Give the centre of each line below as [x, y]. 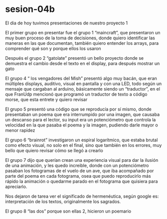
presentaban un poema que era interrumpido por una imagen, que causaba [83, 114]
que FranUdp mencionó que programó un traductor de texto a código [76, 94]
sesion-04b [30, 9]
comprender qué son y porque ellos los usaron [53, 48]
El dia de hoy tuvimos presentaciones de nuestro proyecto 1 [67, 23]
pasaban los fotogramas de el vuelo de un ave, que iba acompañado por [80, 171]
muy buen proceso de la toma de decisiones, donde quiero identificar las [80, 38]
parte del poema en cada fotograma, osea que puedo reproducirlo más [78, 176]
